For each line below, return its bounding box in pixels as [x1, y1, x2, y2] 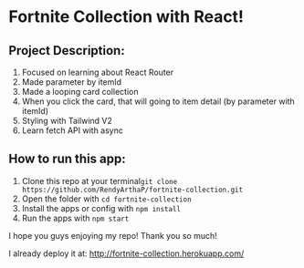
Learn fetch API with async [21, 125, 124, 136]
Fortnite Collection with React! [8, 6, 244, 27]
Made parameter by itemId [21, 77, 122, 88]
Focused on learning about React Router [21, 67, 174, 77]
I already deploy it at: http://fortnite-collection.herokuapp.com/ [8, 248, 245, 259]
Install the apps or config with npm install [21, 202, 182, 213]
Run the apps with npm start [21, 212, 130, 223]
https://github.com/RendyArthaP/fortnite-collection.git [21, 185, 244, 194]
